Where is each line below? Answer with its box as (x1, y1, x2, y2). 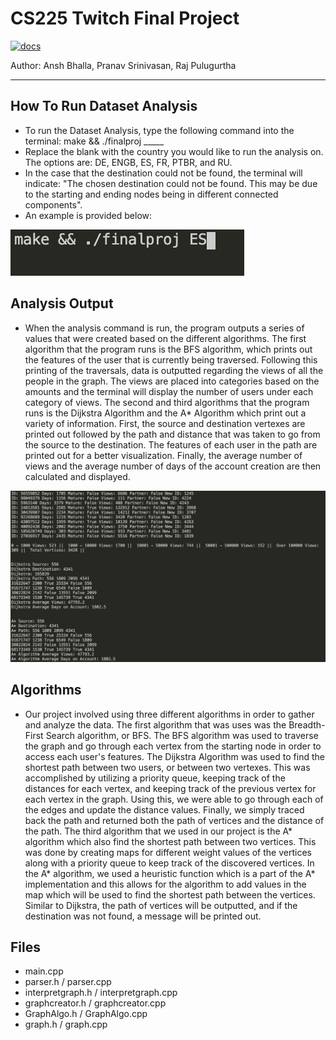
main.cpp (24, 965, 64, 977)
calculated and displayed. (24, 470, 131, 482)
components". (24, 198, 83, 211)
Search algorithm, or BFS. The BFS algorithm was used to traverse (45, 729, 319, 741)
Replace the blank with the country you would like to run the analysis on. (24, 145, 324, 157)
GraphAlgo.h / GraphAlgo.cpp (24, 1008, 148, 1020)
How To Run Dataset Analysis (10, 98, 198, 115)
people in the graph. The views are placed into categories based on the (24, 375, 320, 387)
